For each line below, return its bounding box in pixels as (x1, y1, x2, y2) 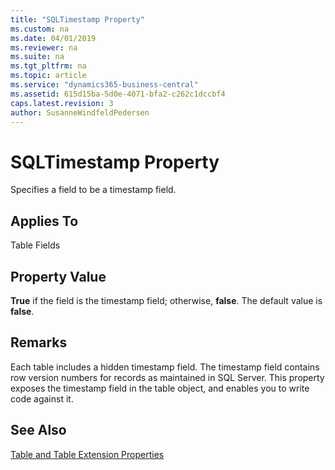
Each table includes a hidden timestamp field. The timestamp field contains (10, 361, 320, 373)
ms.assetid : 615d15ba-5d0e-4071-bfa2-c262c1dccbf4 (10, 89, 226, 99)
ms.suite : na (10, 52, 65, 62)
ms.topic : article (10, 71, 87, 81)
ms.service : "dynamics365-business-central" (10, 80, 199, 90)
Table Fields (10, 239, 61, 251)
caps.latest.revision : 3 (10, 98, 114, 108)
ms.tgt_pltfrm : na (10, 61, 87, 71)
